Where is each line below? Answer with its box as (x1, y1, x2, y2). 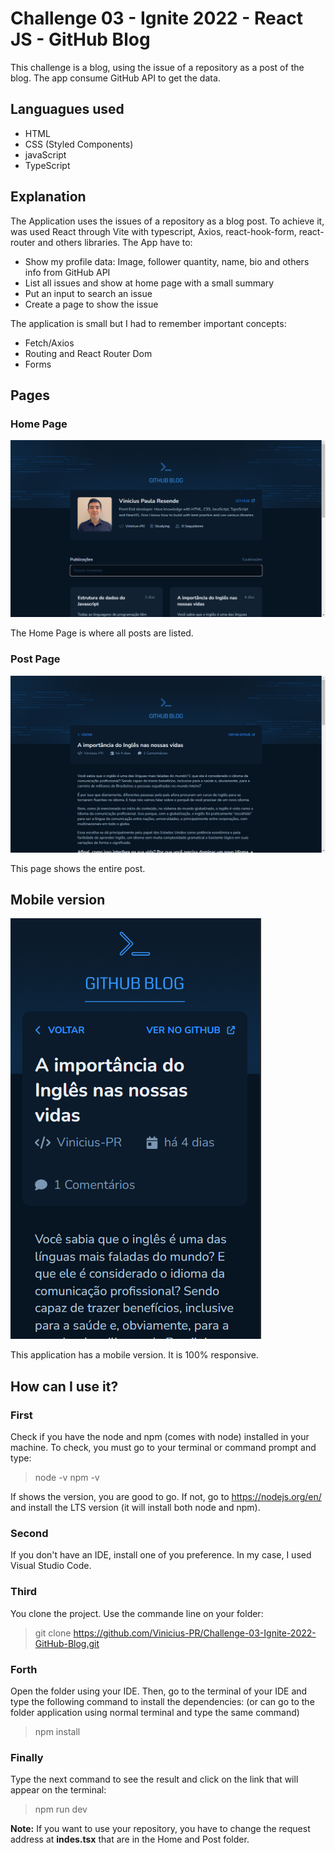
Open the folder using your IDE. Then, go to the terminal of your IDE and (10, 1685, 308, 1697)
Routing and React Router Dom (24, 347, 153, 359)
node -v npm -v (34, 1472, 100, 1484)
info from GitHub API (24, 266, 111, 278)
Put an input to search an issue (24, 287, 153, 299)
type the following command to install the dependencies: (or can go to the (10, 1695, 315, 1707)
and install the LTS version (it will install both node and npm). (10, 1502, 261, 1514)
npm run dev (34, 1803, 88, 1816)
